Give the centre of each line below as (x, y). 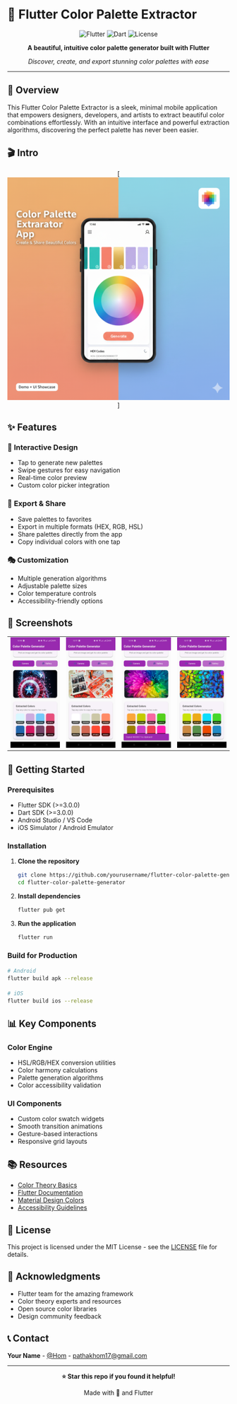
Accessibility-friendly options (60, 601)
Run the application (47, 923)
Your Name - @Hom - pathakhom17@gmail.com (77, 1355)
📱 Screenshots (40, 623)
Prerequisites (31, 790)
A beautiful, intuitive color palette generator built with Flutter (119, 47)
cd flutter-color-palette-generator (71, 883)
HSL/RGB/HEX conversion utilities (67, 1063)
